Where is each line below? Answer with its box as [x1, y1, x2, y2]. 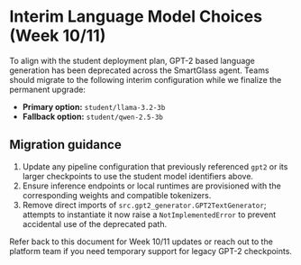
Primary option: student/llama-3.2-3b [22, 101, 166, 112]
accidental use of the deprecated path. [22, 218, 168, 229]
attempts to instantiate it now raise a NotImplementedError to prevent [22, 209, 277, 220]
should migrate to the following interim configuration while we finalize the [9, 74, 282, 85]
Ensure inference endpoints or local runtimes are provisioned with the [22, 180, 281, 191]
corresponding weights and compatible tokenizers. [22, 189, 212, 200]
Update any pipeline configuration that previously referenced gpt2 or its [22, 160, 288, 172]
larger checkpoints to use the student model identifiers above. [22, 170, 254, 181]
